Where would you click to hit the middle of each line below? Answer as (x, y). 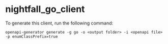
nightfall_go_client (45, 9)
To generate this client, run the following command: (59, 23)
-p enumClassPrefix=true (32, 36)
